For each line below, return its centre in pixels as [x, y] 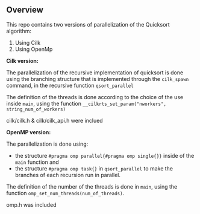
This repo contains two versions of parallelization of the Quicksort [88, 24]
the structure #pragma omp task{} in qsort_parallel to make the [94, 168]
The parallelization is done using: [47, 144]
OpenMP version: [29, 132]
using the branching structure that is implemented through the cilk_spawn [98, 79]
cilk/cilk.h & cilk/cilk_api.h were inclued [55, 120]
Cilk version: [23, 60]
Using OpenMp [34, 49]
